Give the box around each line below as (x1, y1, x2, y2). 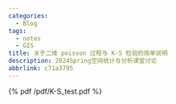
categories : (8, 11, 48, 20)
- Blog (15, 19, 38, 27)
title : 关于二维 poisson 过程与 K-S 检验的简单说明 (8, 49, 168, 57)
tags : (8, 27, 27, 35)
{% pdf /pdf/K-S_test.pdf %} (8, 86, 103, 96)
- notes (15, 34, 42, 43)
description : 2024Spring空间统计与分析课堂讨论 (8, 57, 158, 65)
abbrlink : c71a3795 (8, 64, 74, 73)
